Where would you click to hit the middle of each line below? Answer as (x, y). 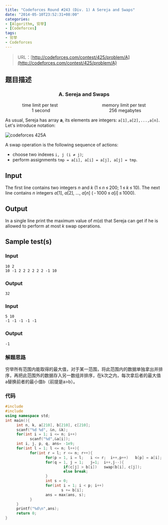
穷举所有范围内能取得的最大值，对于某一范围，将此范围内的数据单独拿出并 (82, 369)
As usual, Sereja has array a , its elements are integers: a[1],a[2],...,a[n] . (82, 120)
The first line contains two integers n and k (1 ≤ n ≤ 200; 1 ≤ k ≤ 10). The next (82, 187)
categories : (17, 19)
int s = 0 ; (57, 481)
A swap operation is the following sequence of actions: (62, 145)
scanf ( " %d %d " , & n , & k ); (42, 430)
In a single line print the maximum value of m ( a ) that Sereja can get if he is (82, 221)
